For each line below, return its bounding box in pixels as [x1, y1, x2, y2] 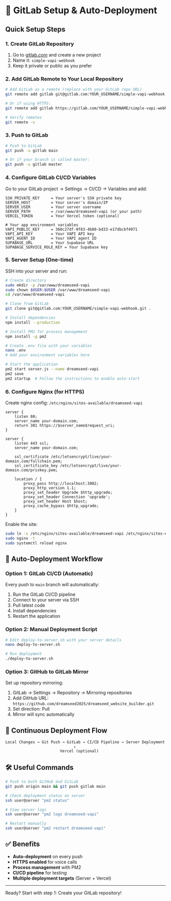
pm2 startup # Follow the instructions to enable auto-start [5, 376, 140, 381]
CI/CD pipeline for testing [12, 869, 67, 875]
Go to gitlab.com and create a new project [12, 52, 101, 58]
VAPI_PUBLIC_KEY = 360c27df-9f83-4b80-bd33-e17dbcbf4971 [5, 227, 138, 232]
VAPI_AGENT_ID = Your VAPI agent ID [5, 236, 97, 241]
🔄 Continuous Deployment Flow [5, 726, 108, 735]
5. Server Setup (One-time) [5, 256, 74, 263]
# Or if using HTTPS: [5, 101, 51, 106]
